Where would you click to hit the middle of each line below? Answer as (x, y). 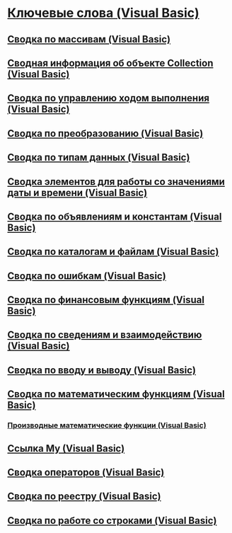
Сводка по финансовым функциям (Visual (106, 300)
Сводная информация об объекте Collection (110, 63)
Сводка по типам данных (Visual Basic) (99, 157)
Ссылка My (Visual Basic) (66, 448)
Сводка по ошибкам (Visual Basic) (87, 276)
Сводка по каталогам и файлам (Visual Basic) (113, 252)
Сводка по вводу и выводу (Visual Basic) (102, 370)
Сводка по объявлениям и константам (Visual (115, 216)
